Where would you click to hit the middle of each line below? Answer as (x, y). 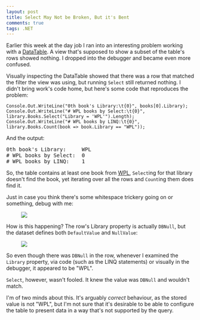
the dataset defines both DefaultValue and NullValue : (72, 233)
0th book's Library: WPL (49, 150)
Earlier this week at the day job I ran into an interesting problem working (95, 45)
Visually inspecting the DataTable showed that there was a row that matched (100, 76)
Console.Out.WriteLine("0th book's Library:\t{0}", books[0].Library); (97, 106)
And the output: (25, 138)
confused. (19, 65)
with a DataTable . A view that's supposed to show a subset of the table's (96, 52)
